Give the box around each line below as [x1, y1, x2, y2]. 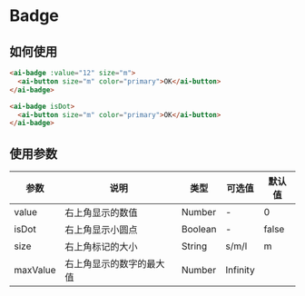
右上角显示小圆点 [64, 223, 138, 236]
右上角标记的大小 [64, 241, 138, 253]
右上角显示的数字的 [64, 258, 147, 271]
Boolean [181, 223, 217, 236]
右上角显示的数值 [64, 206, 138, 219]
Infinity [225, 264, 256, 277]
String [181, 240, 208, 252]
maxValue [14, 264, 56, 277]
